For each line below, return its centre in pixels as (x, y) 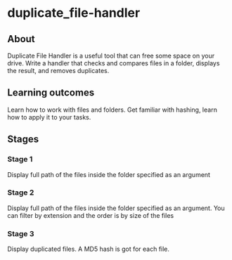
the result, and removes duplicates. (58, 71)
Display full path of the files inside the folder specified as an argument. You (116, 208)
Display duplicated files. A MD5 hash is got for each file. (89, 249)
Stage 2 (21, 193)
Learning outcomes (51, 93)
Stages (23, 139)
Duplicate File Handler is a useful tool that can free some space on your (111, 56)
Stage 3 (21, 233)
